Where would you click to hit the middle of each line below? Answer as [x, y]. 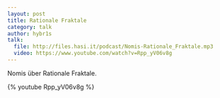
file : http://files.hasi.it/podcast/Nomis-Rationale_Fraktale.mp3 [114, 47]
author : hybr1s [30, 33]
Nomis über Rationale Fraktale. [52, 73]
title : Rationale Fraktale [47, 20]
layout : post [27, 14]
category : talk [30, 27]
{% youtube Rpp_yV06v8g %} [51, 87]
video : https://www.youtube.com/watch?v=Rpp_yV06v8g [93, 54]
